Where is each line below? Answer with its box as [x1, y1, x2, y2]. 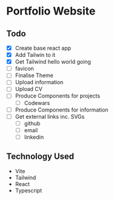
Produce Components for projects [15, 92, 101, 99]
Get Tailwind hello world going [15, 58, 91, 65]
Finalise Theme [15, 72, 53, 79]
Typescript [15, 187, 42, 194]
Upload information [15, 79, 64, 86]
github [24, 119, 41, 127]
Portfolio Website [6, 4, 96, 18]
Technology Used [6, 152, 75, 162]
